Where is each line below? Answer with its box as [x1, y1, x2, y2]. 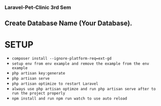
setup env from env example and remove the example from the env [11, 61, 149, 67]
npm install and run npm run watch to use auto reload [11, 96, 127, 101]
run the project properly [11, 91, 65, 96]
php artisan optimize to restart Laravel [11, 81, 98, 86]
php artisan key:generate [11, 71, 65, 76]
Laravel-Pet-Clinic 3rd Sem [4, 4, 71, 11]
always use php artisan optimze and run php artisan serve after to [11, 87, 156, 92]
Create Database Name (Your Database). [4, 19, 132, 28]
